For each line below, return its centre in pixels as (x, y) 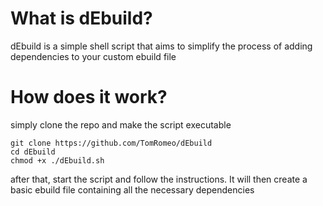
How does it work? (89, 97)
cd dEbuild (33, 152)
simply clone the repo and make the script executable (121, 124)
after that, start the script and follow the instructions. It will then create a (159, 179)
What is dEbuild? (81, 18)
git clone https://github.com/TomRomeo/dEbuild (111, 143)
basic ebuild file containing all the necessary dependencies (132, 189)
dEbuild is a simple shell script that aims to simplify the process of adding (161, 46)
